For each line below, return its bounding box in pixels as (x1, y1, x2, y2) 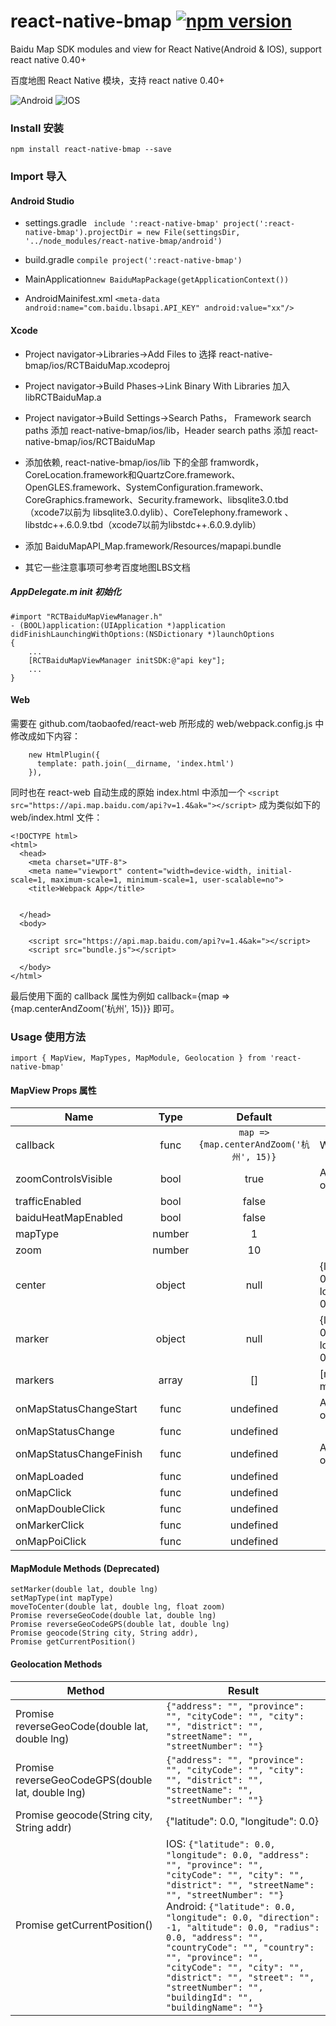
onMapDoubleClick (15, 1502, 106, 1516)
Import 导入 (10, 170, 67, 184)
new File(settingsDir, (146, 228, 241, 238)
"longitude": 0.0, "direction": (166, 1911, 320, 1923)
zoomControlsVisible (15, 1172, 113, 1186)
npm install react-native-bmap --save (10, 145, 172, 155)
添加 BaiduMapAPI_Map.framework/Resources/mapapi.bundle (24, 540, 282, 552)
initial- (256, 866, 293, 876)
